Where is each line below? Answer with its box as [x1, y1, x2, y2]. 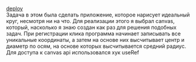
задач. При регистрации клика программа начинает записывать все [6, 30, 181, 37]
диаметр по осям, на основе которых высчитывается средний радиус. [6, 43, 186, 50]
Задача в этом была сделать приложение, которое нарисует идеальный [6, 11, 190, 18]
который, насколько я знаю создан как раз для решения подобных [6, 24, 177, 31]
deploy [6, 5, 23, 12]
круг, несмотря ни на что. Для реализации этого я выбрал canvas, [6, 18, 175, 24]
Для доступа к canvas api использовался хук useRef [6, 49, 140, 56]
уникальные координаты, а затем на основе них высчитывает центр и [6, 37, 185, 43]
